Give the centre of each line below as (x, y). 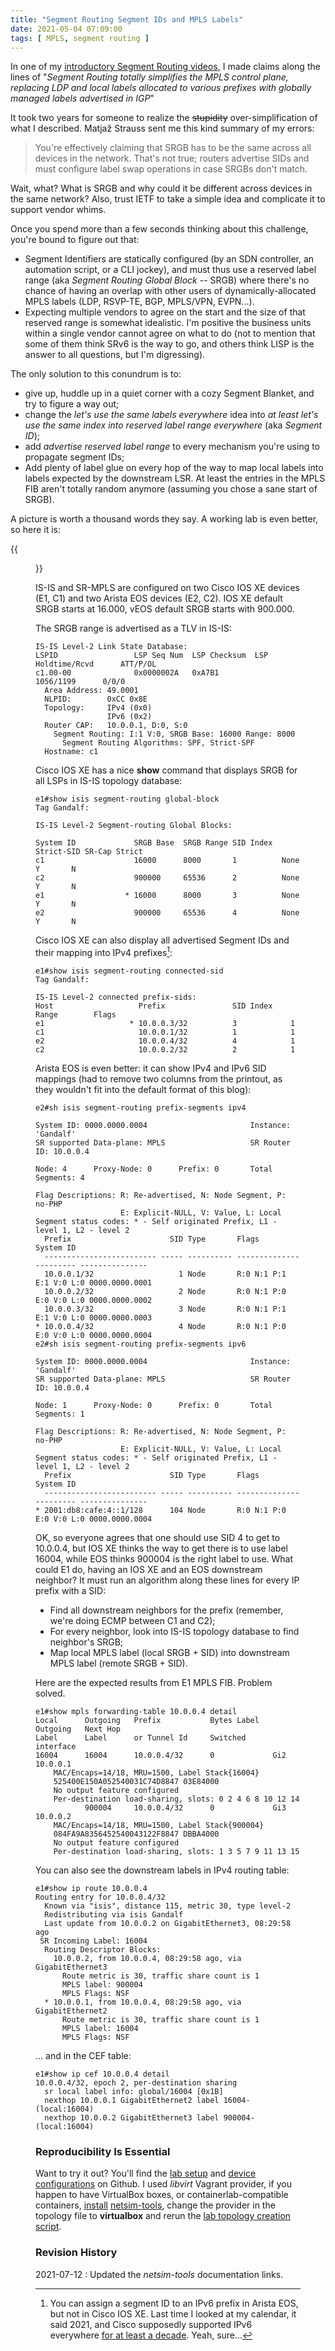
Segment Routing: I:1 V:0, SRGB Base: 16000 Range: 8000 (174, 734)
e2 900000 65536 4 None (167, 913)
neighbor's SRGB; (86, 1642)
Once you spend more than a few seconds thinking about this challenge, (159, 229)
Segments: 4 (60, 1178)
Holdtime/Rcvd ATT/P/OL (96, 664)
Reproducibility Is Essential (103, 2151)
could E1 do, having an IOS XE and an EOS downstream (149, 1570)
